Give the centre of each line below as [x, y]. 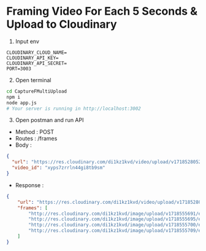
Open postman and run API [49, 120]
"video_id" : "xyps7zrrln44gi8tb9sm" [59, 168]
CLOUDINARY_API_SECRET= [37, 63]
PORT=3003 [19, 69]
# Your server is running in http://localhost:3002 [74, 109]
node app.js [21, 102]
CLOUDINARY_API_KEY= [33, 58]
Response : [29, 185]
